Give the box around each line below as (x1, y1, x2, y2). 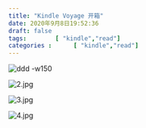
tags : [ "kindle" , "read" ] (8, 34, 121, 43)
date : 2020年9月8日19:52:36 (8, 19, 99, 27)
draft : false (8, 27, 52, 35)
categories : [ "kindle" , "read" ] (8, 42, 139, 50)
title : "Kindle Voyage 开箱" (8, 11, 104, 20)
